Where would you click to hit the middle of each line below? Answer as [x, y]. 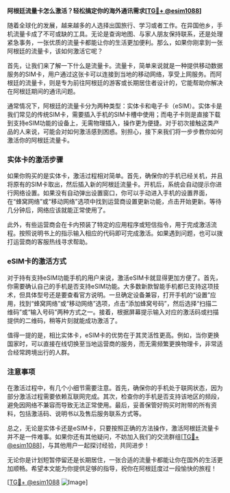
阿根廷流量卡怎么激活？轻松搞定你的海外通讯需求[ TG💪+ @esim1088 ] [104, 11]
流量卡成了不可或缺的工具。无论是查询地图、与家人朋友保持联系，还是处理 [118, 34]
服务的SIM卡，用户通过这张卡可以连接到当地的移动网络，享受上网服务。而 [112, 74]
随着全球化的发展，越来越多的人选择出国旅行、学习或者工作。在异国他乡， [112, 25]
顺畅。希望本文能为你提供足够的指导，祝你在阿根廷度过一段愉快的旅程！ [115, 468]
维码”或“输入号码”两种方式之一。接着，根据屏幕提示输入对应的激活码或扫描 [113, 312]
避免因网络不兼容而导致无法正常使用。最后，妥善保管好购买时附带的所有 [109, 405]
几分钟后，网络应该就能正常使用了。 [58, 210]
